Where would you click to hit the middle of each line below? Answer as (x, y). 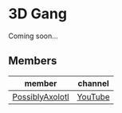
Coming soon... (33, 36)
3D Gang (38, 14)
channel (93, 83)
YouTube (93, 96)
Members (33, 61)
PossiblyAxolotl (41, 96)
